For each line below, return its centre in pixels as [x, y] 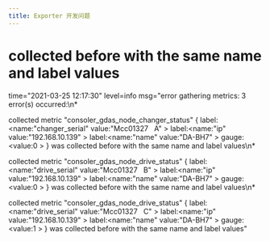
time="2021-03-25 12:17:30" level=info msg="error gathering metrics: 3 [127, 95]
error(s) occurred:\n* [43, 104]
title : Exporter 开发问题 [50, 16]
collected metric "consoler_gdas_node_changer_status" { [104, 120]
